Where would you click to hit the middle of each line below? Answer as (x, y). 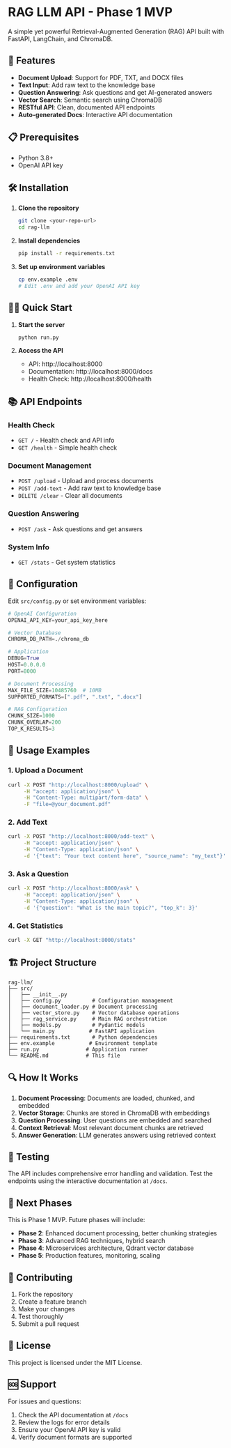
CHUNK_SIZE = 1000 (31, 716)
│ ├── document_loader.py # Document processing (83, 1007)
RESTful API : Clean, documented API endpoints (86, 107)
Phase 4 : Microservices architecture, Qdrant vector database (106, 1248)
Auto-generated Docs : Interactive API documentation (95, 114)
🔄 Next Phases (40, 1203)
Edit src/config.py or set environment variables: (77, 601)
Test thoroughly (40, 1316)
